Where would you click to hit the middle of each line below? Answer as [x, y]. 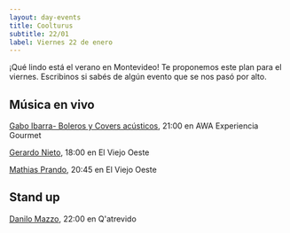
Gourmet [25, 136]
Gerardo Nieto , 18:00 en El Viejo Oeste [79, 152]
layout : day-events [45, 17]
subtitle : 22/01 [39, 34]
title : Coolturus [41, 26]
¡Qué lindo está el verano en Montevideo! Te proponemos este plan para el [145, 67]
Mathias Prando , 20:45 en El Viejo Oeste [83, 170]
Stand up [35, 197]
